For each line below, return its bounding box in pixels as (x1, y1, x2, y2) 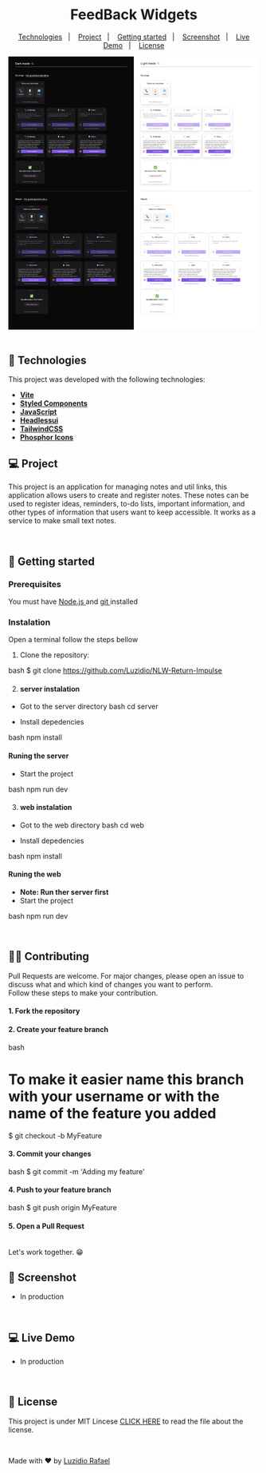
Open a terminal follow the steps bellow (8, 635, 139, 645)
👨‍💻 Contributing (8, 950, 90, 963)
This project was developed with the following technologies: (8, 375, 205, 384)
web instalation (19, 803, 72, 812)
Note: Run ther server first (19, 887, 109, 897)
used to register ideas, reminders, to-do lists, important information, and (8, 499, 245, 509)
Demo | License (103, 40, 165, 50)
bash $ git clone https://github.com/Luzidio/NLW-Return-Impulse (8, 665, 223, 676)
